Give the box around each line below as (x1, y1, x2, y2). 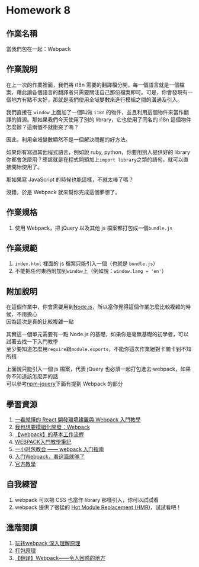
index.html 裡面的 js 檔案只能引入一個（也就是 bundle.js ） (14, 260, 159, 267)
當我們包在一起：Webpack (6, 46, 71, 52)
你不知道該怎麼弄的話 (6, 373, 58, 380)
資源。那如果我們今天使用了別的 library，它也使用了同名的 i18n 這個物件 (16, 116, 191, 123)
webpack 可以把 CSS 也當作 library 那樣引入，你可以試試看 (14, 496, 159, 503)
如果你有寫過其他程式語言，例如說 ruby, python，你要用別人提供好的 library (6, 149, 191, 156)
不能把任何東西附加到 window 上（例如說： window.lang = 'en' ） (14, 268, 167, 275)
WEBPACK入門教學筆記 (14, 439, 72, 446)
